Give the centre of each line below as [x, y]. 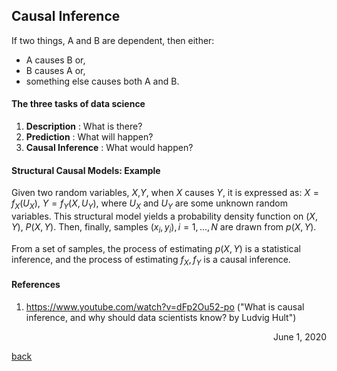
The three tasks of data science [78, 104]
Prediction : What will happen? [89, 137]
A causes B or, [55, 60]
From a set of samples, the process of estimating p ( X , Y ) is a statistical [156, 248]
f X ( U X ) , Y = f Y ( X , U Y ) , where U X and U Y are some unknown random [149, 204]
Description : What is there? [84, 126]
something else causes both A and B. [102, 81]
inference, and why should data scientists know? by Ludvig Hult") [161, 317]
